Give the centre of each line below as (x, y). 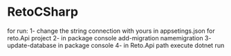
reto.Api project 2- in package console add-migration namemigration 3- (109, 38)
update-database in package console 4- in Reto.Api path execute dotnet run (116, 45)
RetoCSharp (43, 12)
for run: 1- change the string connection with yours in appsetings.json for (111, 31)
